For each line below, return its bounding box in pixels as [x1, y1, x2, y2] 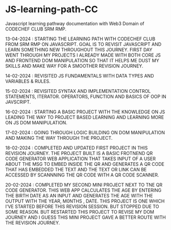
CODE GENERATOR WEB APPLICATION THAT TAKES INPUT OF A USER [5, 156, 156, 162]
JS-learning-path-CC [5, 4, 98, 15]
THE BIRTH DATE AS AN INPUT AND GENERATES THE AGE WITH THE [5, 192, 153, 198]
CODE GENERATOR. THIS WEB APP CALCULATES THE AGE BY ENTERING [5, 187, 162, 193]
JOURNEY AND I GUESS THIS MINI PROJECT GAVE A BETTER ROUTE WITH [5, 214, 166, 220]
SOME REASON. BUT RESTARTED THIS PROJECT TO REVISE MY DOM [5, 209, 155, 215]
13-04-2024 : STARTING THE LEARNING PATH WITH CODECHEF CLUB [5, 36, 156, 42]
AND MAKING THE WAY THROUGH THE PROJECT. [5, 135, 113, 141]
